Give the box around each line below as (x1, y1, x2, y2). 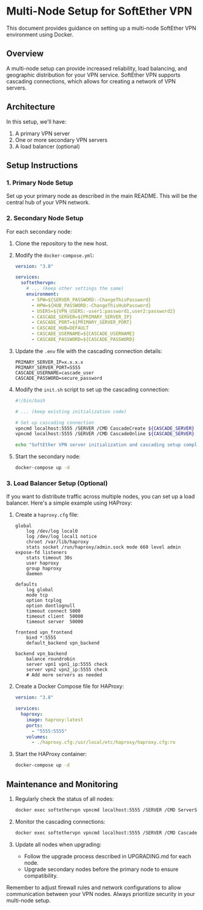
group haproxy (26, 565, 62, 572)
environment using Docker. (6, 30, 74, 38)
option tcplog (26, 598, 62, 604)
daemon (26, 571, 43, 577)
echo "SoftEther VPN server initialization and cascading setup (15, 442, 181, 448)
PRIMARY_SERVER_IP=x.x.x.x (15, 359, 84, 365)
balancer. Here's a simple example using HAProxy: (6, 499, 132, 506)
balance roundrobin (26, 656, 76, 662)
